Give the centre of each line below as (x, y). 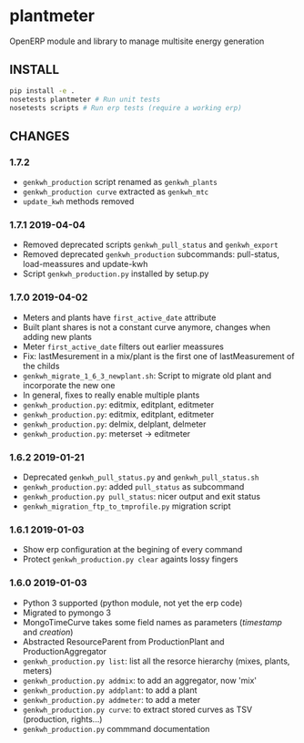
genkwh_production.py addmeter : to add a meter (111, 699)
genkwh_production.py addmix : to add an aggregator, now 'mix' (140, 680)
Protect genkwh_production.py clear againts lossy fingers (130, 559)
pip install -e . (42, 91)
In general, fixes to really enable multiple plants (111, 395)
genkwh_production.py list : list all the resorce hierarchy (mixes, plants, (156, 661)
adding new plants (57, 336)
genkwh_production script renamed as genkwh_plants (120, 182)
